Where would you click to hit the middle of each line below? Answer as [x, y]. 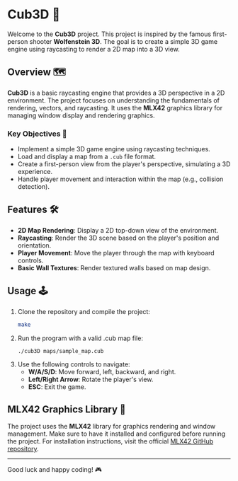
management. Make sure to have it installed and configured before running [117, 434]
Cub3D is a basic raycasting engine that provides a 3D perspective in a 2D [116, 93]
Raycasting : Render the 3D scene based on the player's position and [118, 238]
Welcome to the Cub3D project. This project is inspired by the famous [109, 34]
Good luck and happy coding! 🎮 [55, 470]
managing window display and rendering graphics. [81, 115]
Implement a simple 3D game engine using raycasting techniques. [114, 149]
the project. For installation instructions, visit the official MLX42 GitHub [110, 441]
